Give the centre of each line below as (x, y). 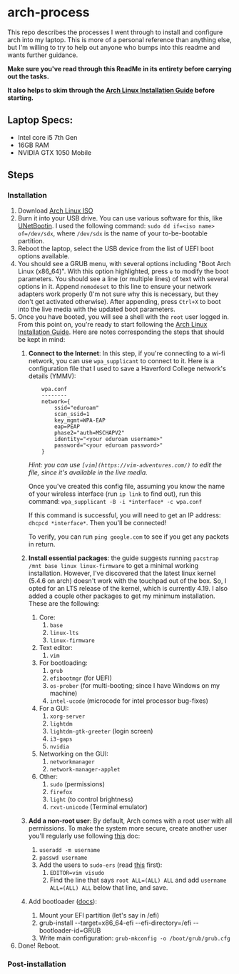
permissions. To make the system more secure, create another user (128, 828)
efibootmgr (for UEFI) (81, 678)
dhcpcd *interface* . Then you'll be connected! (97, 523)
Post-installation (37, 964)
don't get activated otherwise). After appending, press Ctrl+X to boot (119, 302)
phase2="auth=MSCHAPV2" (89, 433)
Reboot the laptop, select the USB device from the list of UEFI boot (116, 249)
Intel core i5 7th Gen (47, 137)
